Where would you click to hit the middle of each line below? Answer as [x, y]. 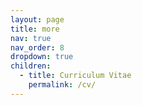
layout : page [37, 19]
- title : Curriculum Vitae [75, 76]
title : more [35, 29]
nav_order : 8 [37, 47]
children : [31, 66]
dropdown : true [42, 57]
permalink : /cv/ [62, 85]
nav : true [31, 38]
